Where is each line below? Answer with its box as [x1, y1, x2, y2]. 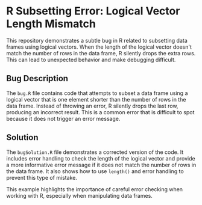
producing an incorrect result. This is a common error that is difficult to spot [6, 108, 195, 115]
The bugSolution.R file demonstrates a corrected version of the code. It [6, 148, 184, 156]
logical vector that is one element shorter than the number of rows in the [6, 96, 186, 103]
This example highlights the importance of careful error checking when [6, 185, 183, 193]
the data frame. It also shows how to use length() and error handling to [6, 167, 184, 175]
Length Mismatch [6, 17, 96, 31]
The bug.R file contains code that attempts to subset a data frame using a [6, 89, 188, 97]
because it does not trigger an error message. [6, 115, 121, 122]
